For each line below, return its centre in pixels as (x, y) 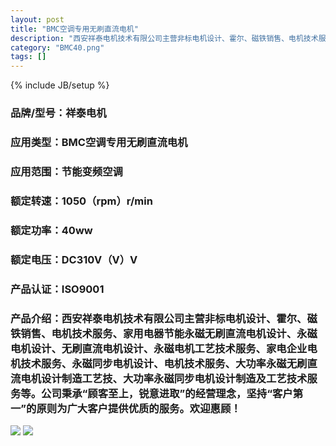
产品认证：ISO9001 (57, 289)
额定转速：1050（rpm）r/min (81, 201)
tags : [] (28, 57)
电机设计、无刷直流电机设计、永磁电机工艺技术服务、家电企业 (159, 348)
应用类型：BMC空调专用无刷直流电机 (99, 142)
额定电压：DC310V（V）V (74, 259)
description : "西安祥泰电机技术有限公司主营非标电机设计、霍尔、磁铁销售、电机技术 (164, 38)
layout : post (37, 19)
